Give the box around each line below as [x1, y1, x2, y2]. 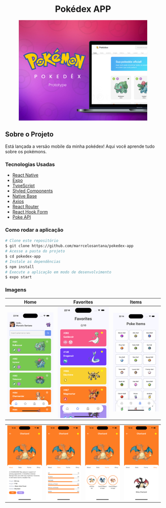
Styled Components [12, 188, 53, 194]
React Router [12, 204, 39, 210]
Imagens [5, 287, 27, 294]
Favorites [73, 299, 93, 305]
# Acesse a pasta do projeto [5, 249, 65, 254]
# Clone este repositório [5, 238, 58, 243]
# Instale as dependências [5, 259, 61, 264]
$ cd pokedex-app [5, 254, 41, 259]
